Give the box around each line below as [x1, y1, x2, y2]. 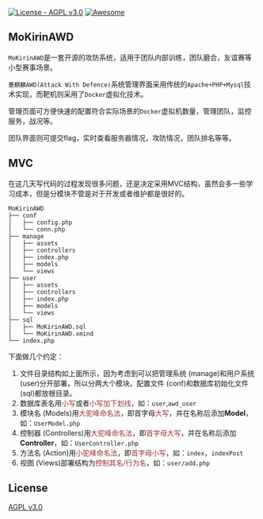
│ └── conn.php [8, 225, 66, 234]
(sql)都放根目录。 [19, 388, 77, 397]
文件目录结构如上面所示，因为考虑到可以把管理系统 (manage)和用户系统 [19, 368, 255, 378]
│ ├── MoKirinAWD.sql [8, 323, 87, 331]
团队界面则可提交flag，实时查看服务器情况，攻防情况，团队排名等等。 [8, 133, 236, 142]
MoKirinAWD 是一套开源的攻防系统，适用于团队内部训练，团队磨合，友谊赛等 [8, 52, 252, 62]
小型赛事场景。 [8, 62, 57, 72]
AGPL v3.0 [8, 502, 44, 512]
